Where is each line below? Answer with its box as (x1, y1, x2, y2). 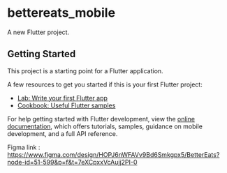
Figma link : (7, 143, 41, 151)
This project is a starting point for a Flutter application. (7, 66, 163, 75)
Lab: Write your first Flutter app (17, 93, 108, 102)
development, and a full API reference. (7, 129, 118, 137)
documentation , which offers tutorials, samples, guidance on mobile (7, 122, 203, 130)
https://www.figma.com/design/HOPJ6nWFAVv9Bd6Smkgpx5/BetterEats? (7, 150, 220, 158)
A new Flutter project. (7, 28, 70, 36)
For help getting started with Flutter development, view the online (7, 114, 196, 123)
